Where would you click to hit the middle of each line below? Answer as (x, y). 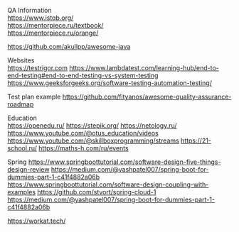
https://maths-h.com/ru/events (84, 148)
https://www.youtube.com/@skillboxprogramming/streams (93, 140)
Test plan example (34, 96)
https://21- (196, 140)
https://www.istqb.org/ (41, 18)
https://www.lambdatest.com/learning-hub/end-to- (144, 68)
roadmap (21, 104)
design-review (28, 169)
